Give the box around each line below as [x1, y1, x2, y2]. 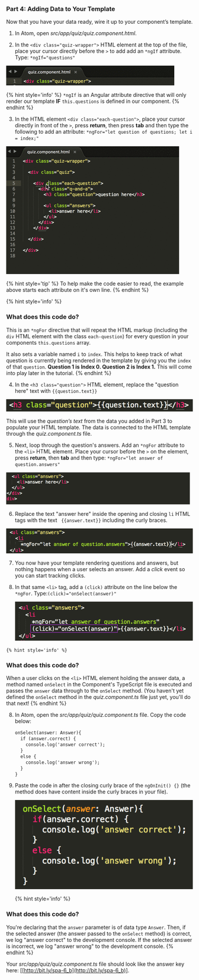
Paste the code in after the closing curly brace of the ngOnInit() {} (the [14, 782, 191, 789]
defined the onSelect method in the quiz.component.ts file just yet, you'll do [6, 694, 191, 701]
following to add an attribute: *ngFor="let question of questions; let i [14, 128, 192, 136]
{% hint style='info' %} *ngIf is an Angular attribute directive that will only [6, 92, 187, 99]
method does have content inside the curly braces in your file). [14, 788, 168, 795]
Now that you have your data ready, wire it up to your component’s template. [6, 18, 193, 26]
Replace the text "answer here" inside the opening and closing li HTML [14, 511, 191, 518]
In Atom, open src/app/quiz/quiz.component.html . [14, 30, 137, 37]
